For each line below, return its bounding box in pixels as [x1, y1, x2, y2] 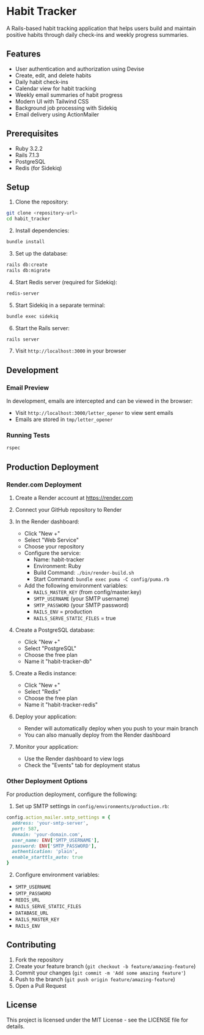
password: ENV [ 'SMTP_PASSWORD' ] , [12, 843, 97, 849]
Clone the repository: [15, 198, 69, 206]
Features [6, 49, 41, 59]
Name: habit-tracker [33, 556, 84, 563]
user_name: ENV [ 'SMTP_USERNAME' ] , [12, 837, 100, 843]
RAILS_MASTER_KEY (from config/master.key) [33, 588, 142, 596]
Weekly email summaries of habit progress [15, 91, 123, 99]
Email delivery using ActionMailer [15, 110, 100, 118]
